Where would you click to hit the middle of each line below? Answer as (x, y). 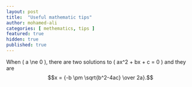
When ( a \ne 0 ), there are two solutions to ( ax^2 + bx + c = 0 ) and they (96, 62)
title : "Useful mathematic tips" (49, 17)
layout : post (22, 12)
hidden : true (22, 39)
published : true (26, 45)
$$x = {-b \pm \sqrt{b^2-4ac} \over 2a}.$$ (100, 77)
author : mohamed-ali (32, 23)
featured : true (25, 34)
